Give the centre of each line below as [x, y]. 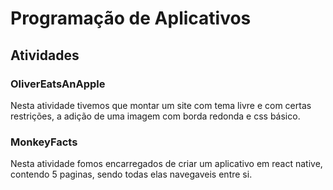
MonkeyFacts [44, 142]
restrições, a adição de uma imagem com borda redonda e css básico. [155, 116]
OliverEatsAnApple [58, 84]
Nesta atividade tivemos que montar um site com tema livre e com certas [161, 105]
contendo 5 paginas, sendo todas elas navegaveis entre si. [131, 174]
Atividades [45, 55]
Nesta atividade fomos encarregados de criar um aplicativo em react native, [166, 164]
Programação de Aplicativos [131, 18]
